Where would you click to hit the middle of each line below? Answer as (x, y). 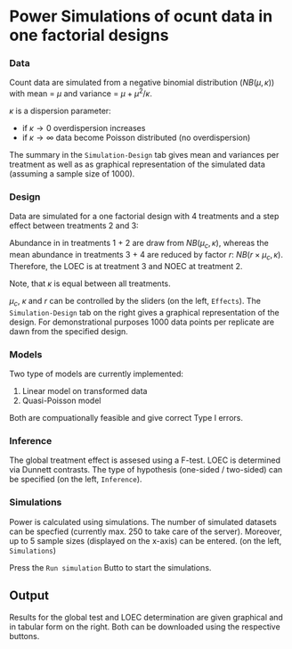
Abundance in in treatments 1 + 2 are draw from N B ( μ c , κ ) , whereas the (139, 244)
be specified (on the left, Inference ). (76, 480)
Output (29, 596)
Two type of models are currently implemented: (97, 374)
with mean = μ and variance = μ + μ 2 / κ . (81, 93)
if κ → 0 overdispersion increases (84, 128)
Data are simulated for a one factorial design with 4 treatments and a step (144, 217)
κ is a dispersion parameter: (60, 111)
